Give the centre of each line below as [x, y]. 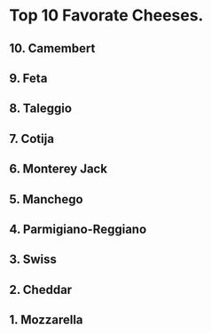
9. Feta [28, 78]
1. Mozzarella [46, 320]
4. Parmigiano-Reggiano [78, 229]
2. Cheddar [41, 289]
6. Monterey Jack [59, 169]
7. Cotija [32, 139]
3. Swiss [33, 260]
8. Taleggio [41, 109]
